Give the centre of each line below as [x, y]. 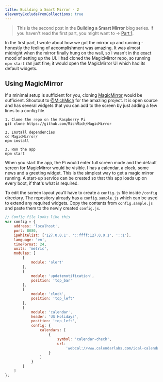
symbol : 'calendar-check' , [84, 339]
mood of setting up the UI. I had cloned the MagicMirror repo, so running [78, 58]
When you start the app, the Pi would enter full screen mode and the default [81, 163]
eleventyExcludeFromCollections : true [44, 14]
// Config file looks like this [38, 217]
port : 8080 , [26, 231]
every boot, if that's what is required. [42, 183]
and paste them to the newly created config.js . [53, 208]
